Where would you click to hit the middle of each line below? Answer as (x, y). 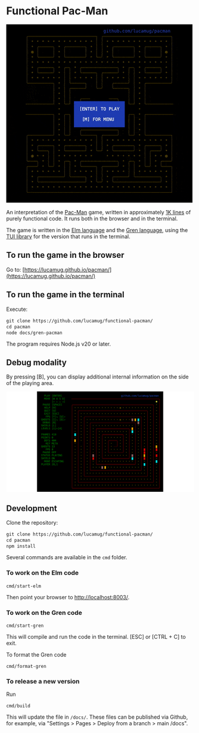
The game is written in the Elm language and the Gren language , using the (97, 230)
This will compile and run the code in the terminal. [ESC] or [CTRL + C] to (96, 637)
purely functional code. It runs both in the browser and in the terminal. (92, 218)
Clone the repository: (32, 523)
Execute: (17, 309)
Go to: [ (15, 269)
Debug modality (36, 362)
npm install (21, 546)
